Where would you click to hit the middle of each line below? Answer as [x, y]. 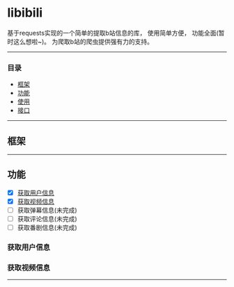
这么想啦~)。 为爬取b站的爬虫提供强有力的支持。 [83, 41]
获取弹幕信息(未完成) [47, 210]
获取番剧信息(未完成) [47, 228]
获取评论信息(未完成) [47, 219]
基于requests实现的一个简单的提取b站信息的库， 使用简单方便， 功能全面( [113, 33]
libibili [25, 13]
